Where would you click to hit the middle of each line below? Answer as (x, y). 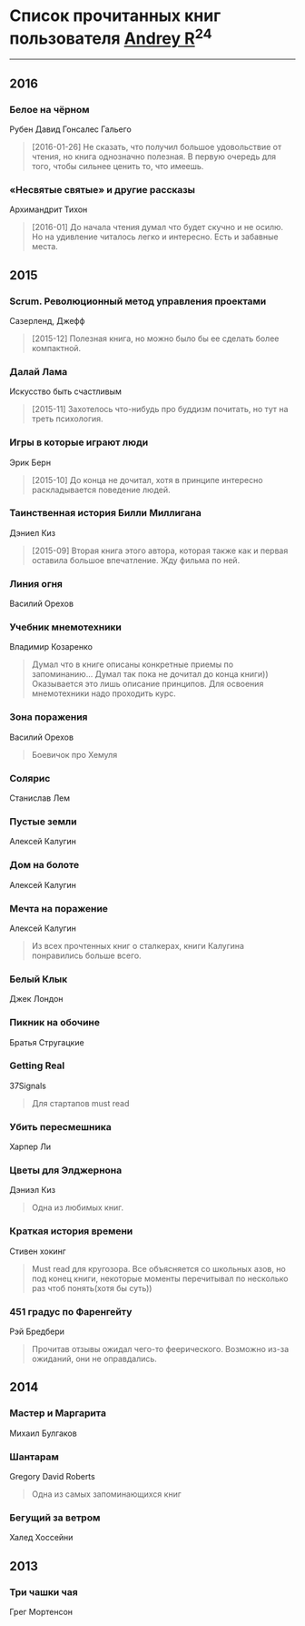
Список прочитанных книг (115, 16)
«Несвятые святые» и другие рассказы (103, 189)
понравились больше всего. (87, 955)
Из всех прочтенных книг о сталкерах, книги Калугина (138, 945)
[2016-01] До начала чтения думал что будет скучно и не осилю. (157, 227)
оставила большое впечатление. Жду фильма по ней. (136, 560)
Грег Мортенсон (41, 1611)
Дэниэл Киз (33, 1190)
